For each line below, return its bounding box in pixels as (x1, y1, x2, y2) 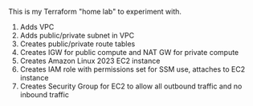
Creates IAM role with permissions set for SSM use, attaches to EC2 (19, 65, 246, 74)
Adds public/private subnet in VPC (19, 31, 135, 40)
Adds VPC (19, 22, 55, 31)
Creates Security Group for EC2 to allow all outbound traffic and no (19, 81, 243, 91)
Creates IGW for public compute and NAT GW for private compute (19, 48, 239, 57)
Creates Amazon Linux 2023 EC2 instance (19, 56, 161, 65)
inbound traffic (19, 90, 70, 99)
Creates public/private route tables (19, 39, 136, 49)
